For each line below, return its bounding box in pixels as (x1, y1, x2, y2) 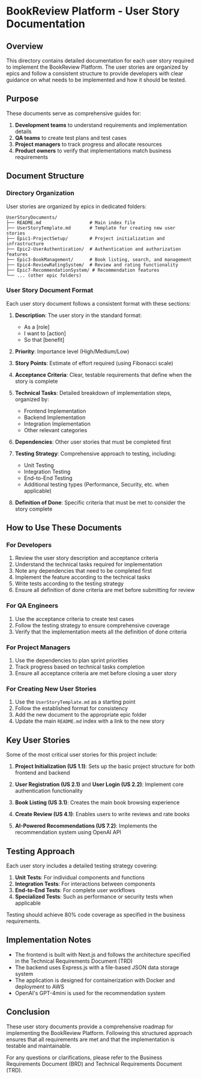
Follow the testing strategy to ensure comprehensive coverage (14, 621, 170, 629)
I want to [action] (23, 330, 66, 337)
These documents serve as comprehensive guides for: (6, 110, 142, 117)
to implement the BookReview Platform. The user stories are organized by (6, 63, 188, 71)
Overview (6, 41, 44, 51)
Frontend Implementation (23, 407, 86, 414)
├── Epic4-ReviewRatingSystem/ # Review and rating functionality (6, 262, 179, 268)
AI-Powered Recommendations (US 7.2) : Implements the (14, 822, 157, 829)
